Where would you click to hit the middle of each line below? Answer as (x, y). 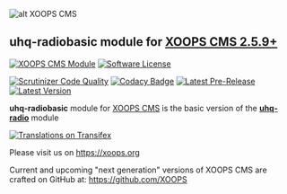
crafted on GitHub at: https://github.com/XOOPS (98, 179)
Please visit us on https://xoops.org (75, 152)
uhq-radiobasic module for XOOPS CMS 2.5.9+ (143, 42)
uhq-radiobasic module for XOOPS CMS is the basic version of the (133, 108)
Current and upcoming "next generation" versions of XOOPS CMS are (138, 170)
